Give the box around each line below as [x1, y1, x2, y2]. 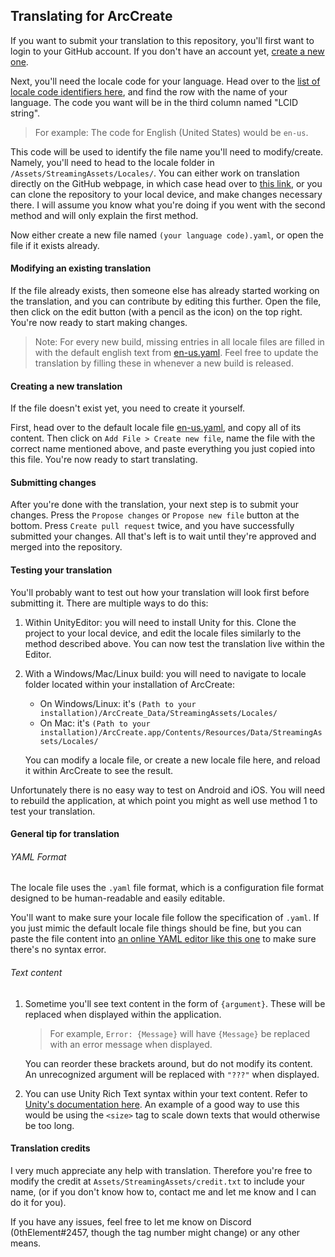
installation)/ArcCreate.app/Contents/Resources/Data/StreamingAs [39, 727, 323, 738]
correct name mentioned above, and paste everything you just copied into [10, 443, 316, 455]
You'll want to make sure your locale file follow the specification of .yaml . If [10, 912, 320, 924]
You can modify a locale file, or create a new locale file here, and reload [24, 754, 321, 766]
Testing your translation [10, 564, 113, 576]
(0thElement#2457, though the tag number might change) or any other [10, 1226, 301, 1238]
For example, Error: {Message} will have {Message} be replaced [49, 1027, 311, 1039]
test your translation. [10, 805, 96, 817]
